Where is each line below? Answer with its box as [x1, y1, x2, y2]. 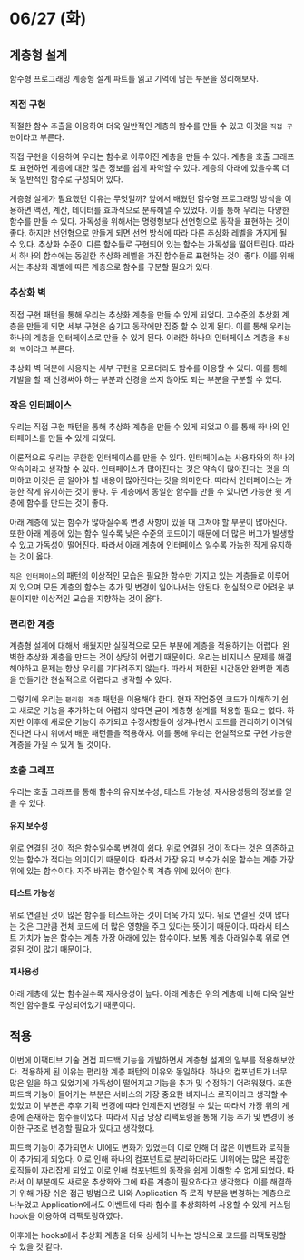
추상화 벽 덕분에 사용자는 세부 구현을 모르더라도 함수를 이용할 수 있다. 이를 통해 [9, 362, 288, 373]
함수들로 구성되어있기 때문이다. [25, 1000, 136, 1011]
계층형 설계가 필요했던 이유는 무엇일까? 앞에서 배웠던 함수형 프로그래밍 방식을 [9, 193, 283, 205]
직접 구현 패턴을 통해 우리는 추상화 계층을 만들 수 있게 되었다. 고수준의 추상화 [9, 308, 280, 319]
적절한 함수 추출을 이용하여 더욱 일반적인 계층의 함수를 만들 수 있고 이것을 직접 [9, 120, 283, 132]
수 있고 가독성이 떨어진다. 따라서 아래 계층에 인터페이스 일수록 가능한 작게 [9, 539, 269, 550]
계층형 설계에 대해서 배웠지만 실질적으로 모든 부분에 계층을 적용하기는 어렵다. [9, 640, 281, 651]
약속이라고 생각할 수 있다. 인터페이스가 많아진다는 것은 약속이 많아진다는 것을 [9, 463, 281, 474]
